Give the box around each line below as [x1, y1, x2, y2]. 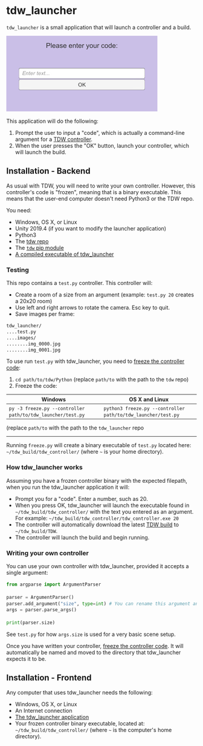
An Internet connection [14, 707, 72, 714]
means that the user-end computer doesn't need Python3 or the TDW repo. [6, 195, 195, 202]
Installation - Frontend [6, 673, 92, 683]
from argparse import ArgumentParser [6, 581, 101, 587]
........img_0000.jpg [6, 341, 61, 347]
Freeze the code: [14, 382, 57, 390]
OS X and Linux [129, 396, 169, 403]
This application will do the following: [6, 117, 98, 125]
